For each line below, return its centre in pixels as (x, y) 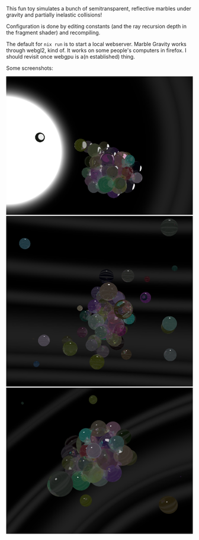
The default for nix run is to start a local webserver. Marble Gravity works (96, 44)
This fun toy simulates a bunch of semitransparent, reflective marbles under (99, 9)
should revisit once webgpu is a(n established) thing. (70, 57)
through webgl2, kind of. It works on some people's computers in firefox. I (96, 50)
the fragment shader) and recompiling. (53, 33)
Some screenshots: (30, 68)
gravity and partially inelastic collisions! (54, 15)
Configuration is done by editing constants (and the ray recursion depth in (97, 26)
